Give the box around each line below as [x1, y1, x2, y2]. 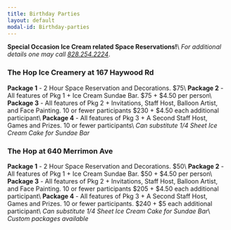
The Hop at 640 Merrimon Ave [7, 146, 113, 155]
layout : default [7, 17, 55, 24]
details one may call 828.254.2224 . [7, 50, 111, 58]
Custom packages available [7, 214, 89, 222]
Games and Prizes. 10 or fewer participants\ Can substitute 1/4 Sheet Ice [7, 121, 218, 129]
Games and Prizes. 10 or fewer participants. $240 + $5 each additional [7, 199, 213, 207]
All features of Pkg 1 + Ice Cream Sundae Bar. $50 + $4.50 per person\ [7, 170, 213, 178]
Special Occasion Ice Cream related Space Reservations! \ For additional [7, 43, 222, 51]
